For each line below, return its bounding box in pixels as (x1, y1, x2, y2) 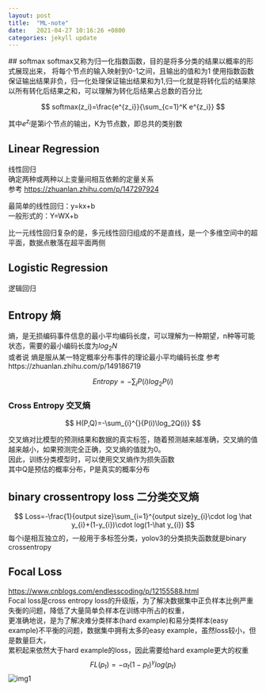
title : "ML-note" (8, 19, 69, 27)
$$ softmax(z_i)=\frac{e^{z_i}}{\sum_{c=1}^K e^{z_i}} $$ (40, 102, 226, 112)
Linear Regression (8, 142, 101, 155)
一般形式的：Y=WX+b (8, 211, 79, 221)
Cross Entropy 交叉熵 (8, 400, 91, 411)
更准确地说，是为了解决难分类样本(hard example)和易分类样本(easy (8, 616, 229, 625)
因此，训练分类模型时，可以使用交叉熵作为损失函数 (8, 455, 175, 464)
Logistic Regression (8, 261, 108, 274)
